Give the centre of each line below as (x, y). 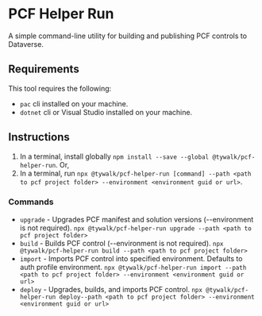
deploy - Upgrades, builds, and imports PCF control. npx (111, 289)
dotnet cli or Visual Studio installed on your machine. (106, 112)
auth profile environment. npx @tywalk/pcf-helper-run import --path (133, 267)
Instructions (39, 137)
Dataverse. (26, 44)
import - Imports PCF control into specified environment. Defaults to (131, 258)
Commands (31, 202)
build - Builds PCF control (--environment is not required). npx (121, 243)
